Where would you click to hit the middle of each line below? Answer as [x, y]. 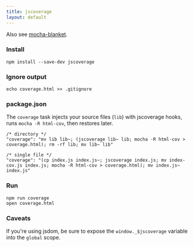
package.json [26, 104]
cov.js [14, 165]
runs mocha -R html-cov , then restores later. [60, 123]
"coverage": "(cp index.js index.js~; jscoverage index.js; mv [87, 160]
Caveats [19, 218]
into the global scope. [33, 237]
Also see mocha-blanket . [37, 34]
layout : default [26, 17]
